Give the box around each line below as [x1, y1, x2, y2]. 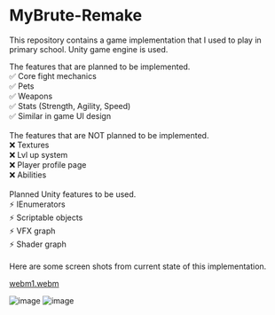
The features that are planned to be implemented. [9, 61, 191, 72]
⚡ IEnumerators [9, 199, 66, 209]
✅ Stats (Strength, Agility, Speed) [9, 100, 131, 111]
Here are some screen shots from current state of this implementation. [9, 261, 267, 272]
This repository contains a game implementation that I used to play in [9, 35, 262, 45]
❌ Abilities [9, 169, 47, 180]
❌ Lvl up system [9, 149, 68, 160]
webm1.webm [9, 278, 59, 288]
